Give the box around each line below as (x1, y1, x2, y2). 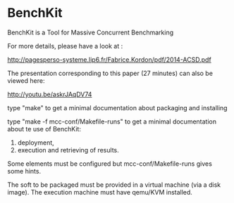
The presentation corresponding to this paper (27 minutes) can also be (7, 69, 214, 77)
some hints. (7, 166, 41, 175)
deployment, (17, 138, 54, 147)
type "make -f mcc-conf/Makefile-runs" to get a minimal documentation (7, 117, 217, 126)
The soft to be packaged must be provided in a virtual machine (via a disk (7, 181, 221, 189)
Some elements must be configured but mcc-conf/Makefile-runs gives (7, 159, 213, 168)
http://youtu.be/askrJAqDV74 (7, 90, 92, 98)
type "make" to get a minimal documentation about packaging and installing (7, 103, 228, 112)
